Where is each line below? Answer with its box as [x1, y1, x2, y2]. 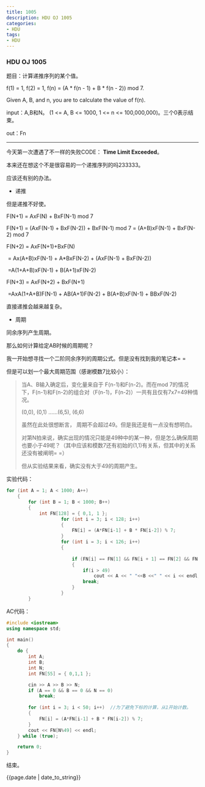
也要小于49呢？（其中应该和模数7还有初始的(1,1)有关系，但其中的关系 [21, 442, 196, 449]
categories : [6, 20, 37, 26]
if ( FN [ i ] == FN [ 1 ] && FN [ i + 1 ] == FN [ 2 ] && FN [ [71, 556, 201, 562]
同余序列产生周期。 [6, 329, 55, 337]
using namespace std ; [6, 625, 62, 632]
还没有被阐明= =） [21, 449, 68, 457]
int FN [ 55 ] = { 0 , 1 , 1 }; [28, 671, 92, 677]
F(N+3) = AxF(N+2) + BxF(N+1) [6, 278, 85, 286]
